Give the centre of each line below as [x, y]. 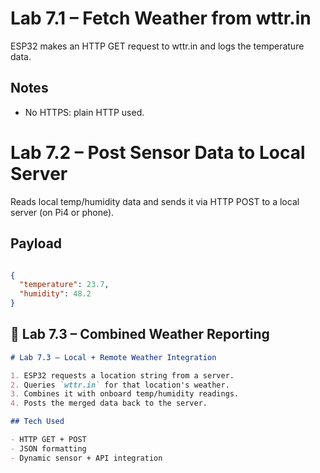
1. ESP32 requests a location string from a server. [122, 375]
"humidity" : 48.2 [55, 294]
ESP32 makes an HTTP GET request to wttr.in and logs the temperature [157, 46]
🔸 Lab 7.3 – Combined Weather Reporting [140, 334]
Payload [36, 243]
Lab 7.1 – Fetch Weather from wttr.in [161, 18]
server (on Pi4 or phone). [62, 212]
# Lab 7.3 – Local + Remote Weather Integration [113, 357]
